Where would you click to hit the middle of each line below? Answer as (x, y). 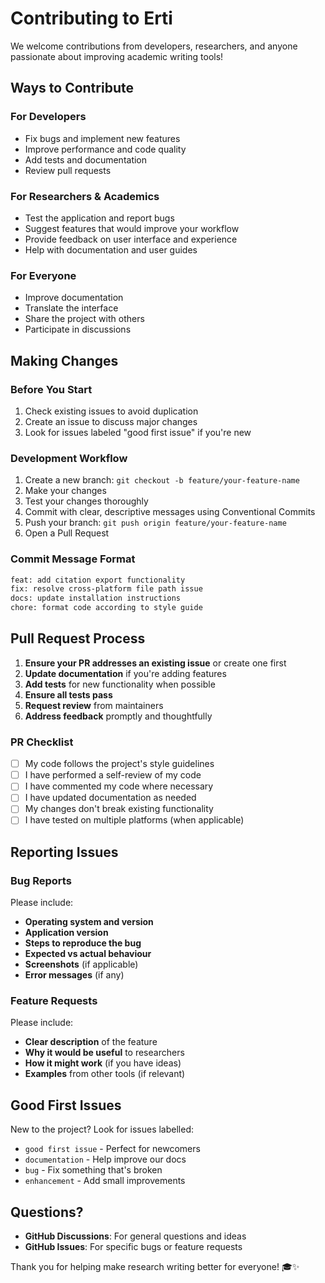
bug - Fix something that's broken (93, 1170)
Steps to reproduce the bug (83, 943)
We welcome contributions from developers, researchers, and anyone (154, 46)
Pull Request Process (78, 638)
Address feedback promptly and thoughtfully (118, 716)
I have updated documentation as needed (110, 798)
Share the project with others (84, 319)
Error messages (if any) (74, 975)
